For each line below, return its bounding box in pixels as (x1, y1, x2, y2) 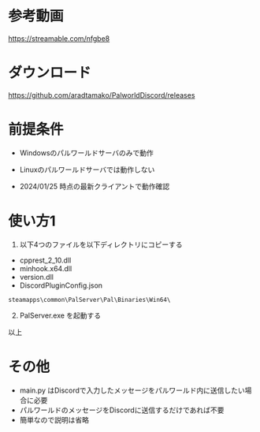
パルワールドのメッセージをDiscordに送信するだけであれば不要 (19, 405, 225, 415)
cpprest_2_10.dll (19, 255, 72, 265)
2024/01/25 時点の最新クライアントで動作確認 (19, 181, 170, 191)
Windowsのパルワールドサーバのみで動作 (19, 147, 154, 158)
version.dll (19, 272, 54, 281)
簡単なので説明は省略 (19, 415, 89, 424)
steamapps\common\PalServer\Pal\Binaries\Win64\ (8, 296, 171, 304)
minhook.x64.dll (19, 263, 72, 273)
